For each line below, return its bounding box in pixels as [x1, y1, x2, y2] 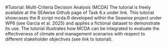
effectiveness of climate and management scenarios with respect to [5, 31, 145, 36]
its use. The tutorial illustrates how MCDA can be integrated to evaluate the [5, 25, 159, 31]
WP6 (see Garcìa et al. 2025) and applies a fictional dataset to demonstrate [5, 20, 160, 26]
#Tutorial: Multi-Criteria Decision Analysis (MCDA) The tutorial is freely [5, 4, 151, 10]
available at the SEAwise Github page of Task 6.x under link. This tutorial [5, 9, 154, 15]
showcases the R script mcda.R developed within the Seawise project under [5, 15, 162, 20]
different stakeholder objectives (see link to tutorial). [5, 36, 113, 42]
